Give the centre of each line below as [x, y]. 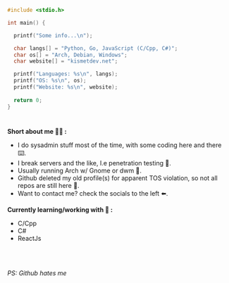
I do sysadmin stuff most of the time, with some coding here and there [119, 145]
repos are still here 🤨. [48, 185]
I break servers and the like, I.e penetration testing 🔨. [94, 163]
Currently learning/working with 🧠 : [60, 209]
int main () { [26, 23]
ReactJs [29, 238]
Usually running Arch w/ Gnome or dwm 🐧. [80, 170]
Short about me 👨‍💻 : [37, 131]
